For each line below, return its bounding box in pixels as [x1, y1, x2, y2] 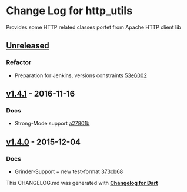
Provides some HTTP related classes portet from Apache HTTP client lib [6, 24, 181, 31]
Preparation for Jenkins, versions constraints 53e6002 [14, 72, 147, 79]
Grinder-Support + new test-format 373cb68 [14, 168, 123, 175]
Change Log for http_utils [6, 4, 133, 18]
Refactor [6, 58, 32, 67]
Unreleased [6, 41, 50, 51]
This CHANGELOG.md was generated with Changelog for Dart [6, 180, 158, 186]
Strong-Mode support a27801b [14, 120, 90, 127]
